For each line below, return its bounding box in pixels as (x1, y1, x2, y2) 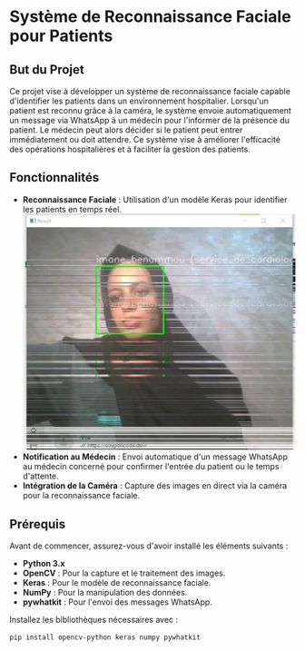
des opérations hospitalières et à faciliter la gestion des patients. (9, 143, 251, 154)
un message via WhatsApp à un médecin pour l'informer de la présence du (9, 115, 290, 125)
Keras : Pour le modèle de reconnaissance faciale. (22, 577, 212, 588)
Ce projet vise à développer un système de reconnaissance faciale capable (9, 86, 290, 96)
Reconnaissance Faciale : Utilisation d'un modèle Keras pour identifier (22, 193, 288, 205)
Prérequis (9, 516, 66, 532)
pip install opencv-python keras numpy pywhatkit (9, 633, 202, 642)
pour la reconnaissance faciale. (22, 490, 141, 501)
